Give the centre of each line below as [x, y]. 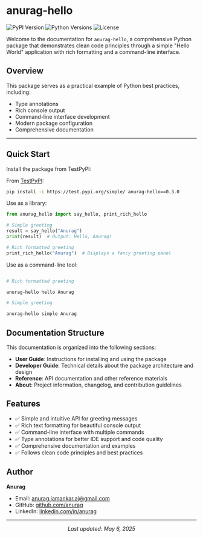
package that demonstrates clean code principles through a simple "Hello [98, 45]
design [24, 372]
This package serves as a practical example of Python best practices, [93, 85]
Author [20, 472]
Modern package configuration [53, 123]
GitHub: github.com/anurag [49, 505]
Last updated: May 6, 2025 [101, 528]
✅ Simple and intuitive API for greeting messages [76, 418]
